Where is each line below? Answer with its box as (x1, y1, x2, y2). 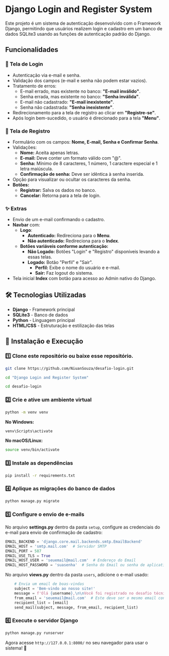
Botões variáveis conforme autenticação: (20, 243, 109, 249)
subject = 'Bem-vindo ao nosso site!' (14, 586, 96, 592)
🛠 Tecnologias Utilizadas (5, 291, 87, 299)
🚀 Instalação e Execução (5, 337, 83, 346)
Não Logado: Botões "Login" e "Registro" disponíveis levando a (27, 248, 160, 255)
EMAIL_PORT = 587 (5, 548, 42, 554)
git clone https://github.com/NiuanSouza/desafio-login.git (5, 366, 134, 371)
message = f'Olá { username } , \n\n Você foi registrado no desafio (14, 591, 152, 596)
